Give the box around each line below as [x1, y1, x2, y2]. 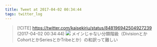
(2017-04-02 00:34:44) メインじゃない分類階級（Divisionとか [17, 31, 148, 36]
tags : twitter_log [5, 12, 42, 16]
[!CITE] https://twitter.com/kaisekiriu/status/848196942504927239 [17, 25, 152, 31]
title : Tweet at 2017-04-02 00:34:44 [5, 7, 82, 12]
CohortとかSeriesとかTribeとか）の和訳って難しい [17, 37, 118, 43]
